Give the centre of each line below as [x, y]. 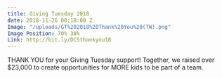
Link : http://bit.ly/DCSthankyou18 [59, 40]
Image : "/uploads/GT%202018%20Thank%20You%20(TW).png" [89, 27]
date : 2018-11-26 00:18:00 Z [50, 20]
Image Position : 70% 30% [44, 33]
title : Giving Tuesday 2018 [48, 14]
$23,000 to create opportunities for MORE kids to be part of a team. [105, 67]
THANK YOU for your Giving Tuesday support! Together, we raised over [111, 60]
